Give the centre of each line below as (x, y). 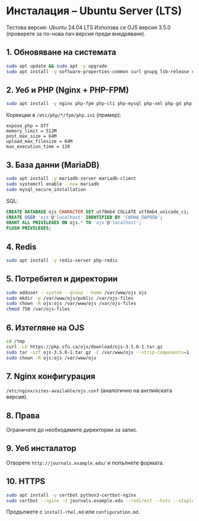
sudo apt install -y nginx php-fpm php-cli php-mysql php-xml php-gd (94, 104)
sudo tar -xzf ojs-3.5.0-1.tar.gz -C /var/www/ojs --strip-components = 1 (98, 352)
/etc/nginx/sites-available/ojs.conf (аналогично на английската (89, 390)
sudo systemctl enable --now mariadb (53, 184)
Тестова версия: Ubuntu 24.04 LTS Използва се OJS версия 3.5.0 (89, 27)
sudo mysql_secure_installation (46, 189)
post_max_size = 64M (32, 136)
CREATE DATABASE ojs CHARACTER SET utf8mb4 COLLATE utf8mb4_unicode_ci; (98, 212)
